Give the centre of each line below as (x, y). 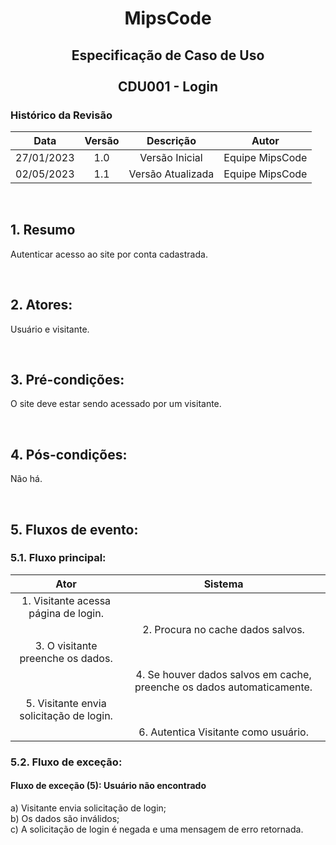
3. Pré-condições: (67, 379)
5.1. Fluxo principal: (58, 558)
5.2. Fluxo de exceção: (66, 762)
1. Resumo (43, 230)
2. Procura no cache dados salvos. (223, 629)
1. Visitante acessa (66, 600)
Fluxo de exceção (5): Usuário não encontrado (108, 786)
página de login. (66, 613)
